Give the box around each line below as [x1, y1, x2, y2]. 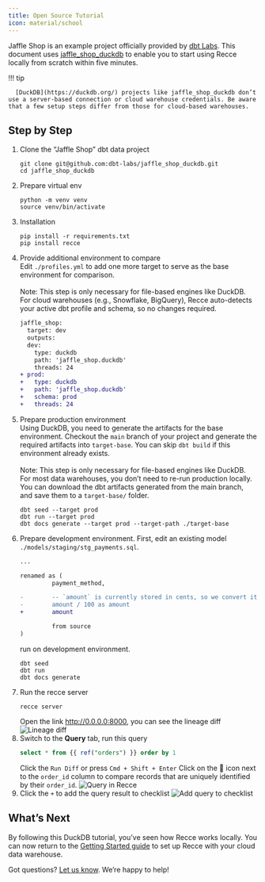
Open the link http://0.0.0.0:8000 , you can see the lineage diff [19, 716, 221, 726]
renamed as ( [19, 572, 63, 580]
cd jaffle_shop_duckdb [19, 167, 95, 175]
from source [51, 623, 91, 631]
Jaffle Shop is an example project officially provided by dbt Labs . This [8, 40, 236, 50]
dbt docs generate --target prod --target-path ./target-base [19, 520, 229, 527]
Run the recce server [19, 687, 89, 696]
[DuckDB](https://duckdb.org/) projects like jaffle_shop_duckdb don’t [15, 88, 257, 96]
